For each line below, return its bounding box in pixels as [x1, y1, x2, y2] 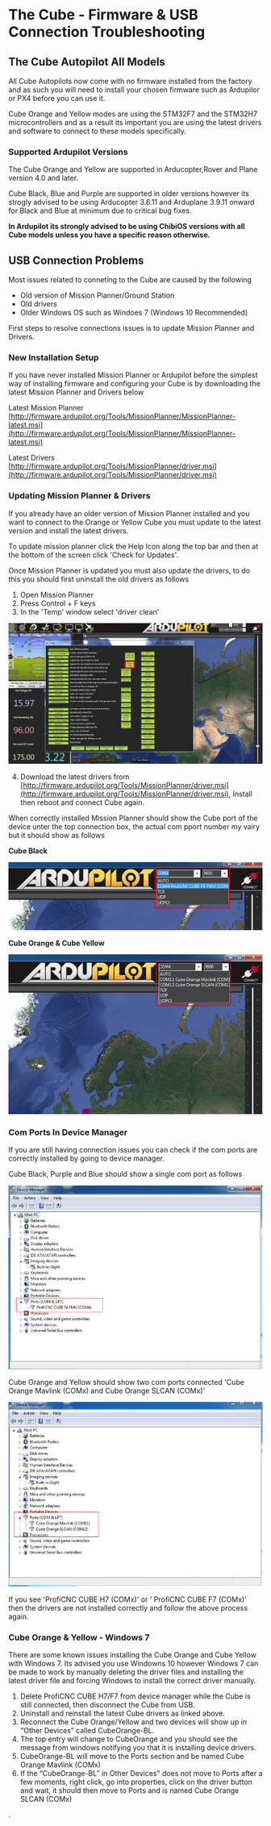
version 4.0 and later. [8, 173, 79, 183]
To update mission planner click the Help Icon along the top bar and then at [8, 541, 259, 551]
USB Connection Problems [8, 253, 144, 267]
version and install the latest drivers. [8, 526, 129, 536]
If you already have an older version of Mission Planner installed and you [8, 508, 250, 518]
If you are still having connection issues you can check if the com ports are [8, 1145, 258, 1155]
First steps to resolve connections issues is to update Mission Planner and [8, 323, 255, 333]
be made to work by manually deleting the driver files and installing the [8, 1667, 244, 1677]
